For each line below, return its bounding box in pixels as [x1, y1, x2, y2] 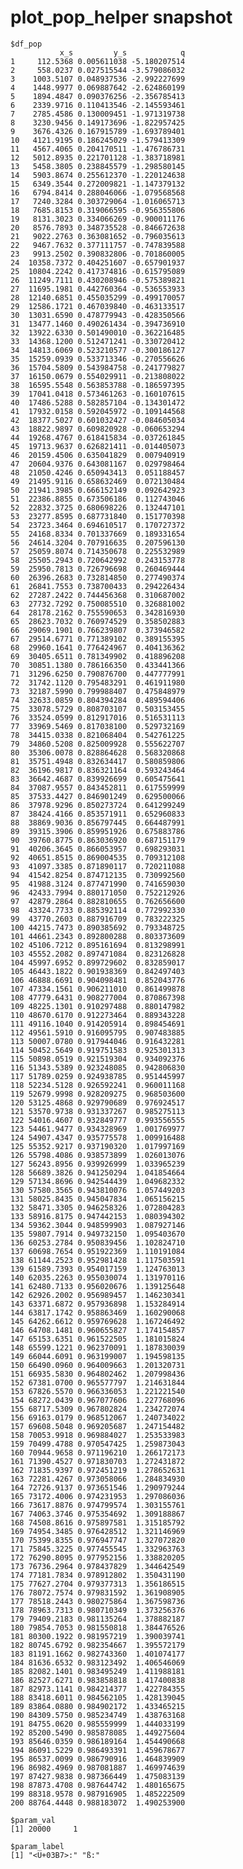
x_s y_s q [59, 47, 186, 58]
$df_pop [10, 39, 43, 49]
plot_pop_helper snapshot [10, 6, 233, 29]
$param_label [10, 1841, 65, 1851]
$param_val [10, 1815, 56, 1825]
